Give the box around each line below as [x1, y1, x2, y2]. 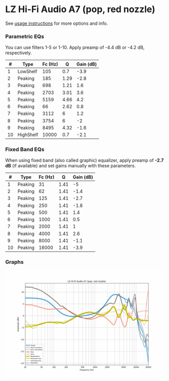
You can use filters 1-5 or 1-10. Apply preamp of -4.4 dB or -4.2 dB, [5, 45, 145, 51]
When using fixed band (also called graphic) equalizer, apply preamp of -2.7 [5, 157, 164, 163]
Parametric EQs [5, 33, 44, 40]
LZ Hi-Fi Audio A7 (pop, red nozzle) [5, 4, 155, 15]
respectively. [5, 50, 32, 56]
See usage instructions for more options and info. [5, 20, 108, 26]
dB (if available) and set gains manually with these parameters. [5, 163, 136, 169]
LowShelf [17, 68, 37, 74]
